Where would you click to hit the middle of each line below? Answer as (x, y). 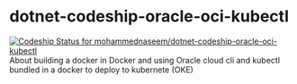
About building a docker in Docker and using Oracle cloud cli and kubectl (145, 60)
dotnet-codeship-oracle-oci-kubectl (149, 17)
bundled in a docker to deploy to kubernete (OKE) (101, 70)
